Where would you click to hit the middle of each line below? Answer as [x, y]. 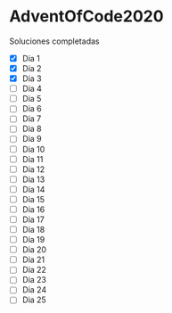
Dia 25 [34, 300]
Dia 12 [33, 169]
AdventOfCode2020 [86, 16]
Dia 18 [33, 230]
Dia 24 [34, 290]
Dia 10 [33, 149]
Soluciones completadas [54, 41]
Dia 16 [33, 209]
